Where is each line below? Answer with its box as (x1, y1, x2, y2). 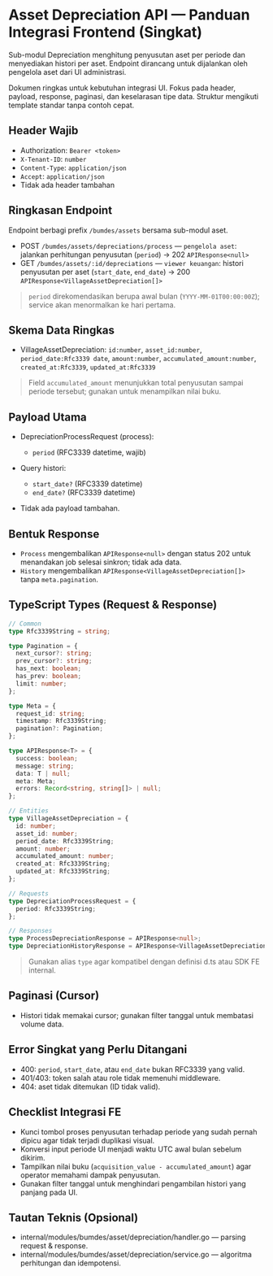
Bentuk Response (8, 527, 100, 541)
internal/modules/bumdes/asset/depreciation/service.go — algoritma (19, 1250, 252, 1260)
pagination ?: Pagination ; (15, 725, 104, 733)
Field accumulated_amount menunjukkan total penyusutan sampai (28, 378, 244, 388)
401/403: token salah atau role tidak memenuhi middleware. (19, 1073, 221, 1082)
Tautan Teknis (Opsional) (8, 1210, 139, 1225)
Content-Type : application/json (19, 163, 128, 172)
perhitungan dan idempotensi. (19, 1258, 122, 1268)
